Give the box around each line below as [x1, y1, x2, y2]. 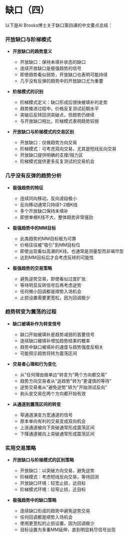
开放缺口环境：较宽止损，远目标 [19, 480, 86, 486]
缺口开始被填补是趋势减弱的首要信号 [19, 331, 95, 337]
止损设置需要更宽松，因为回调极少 [19, 295, 90, 301]
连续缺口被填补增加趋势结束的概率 [19, 337, 90, 343]
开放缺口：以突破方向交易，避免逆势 [19, 468, 95, 474]
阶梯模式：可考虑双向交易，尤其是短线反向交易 [19, 146, 116, 152]
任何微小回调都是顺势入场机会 [19, 288, 81, 294]
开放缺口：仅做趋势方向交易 [19, 139, 77, 146]
